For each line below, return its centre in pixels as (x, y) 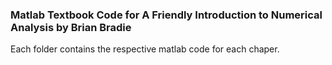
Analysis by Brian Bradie (71, 27)
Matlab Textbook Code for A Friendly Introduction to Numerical (166, 15)
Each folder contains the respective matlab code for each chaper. (145, 49)
